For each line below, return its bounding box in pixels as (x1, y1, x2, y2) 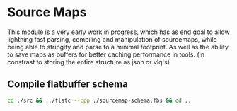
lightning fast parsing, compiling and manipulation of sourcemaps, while (7, 35, 217, 43)
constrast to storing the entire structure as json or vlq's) (7, 57, 170, 66)
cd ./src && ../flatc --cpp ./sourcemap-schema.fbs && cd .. (7, 97, 192, 104)
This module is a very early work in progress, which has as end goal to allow (7, 28, 230, 36)
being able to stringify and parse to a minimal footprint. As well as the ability (7, 42, 229, 51)
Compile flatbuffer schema (7, 78, 129, 90)
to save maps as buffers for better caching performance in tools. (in (7, 50, 205, 59)
